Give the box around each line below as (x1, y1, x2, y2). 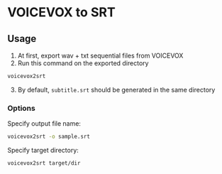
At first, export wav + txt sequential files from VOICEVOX (17, 51, 184, 60)
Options (7, 103, 35, 113)
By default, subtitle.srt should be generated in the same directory (17, 85, 216, 94)
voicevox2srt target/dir (7, 160, 81, 167)
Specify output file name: (7, 119, 82, 128)
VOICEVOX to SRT (7, 4, 116, 21)
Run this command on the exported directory (17, 59, 149, 67)
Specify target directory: (7, 146, 79, 155)
